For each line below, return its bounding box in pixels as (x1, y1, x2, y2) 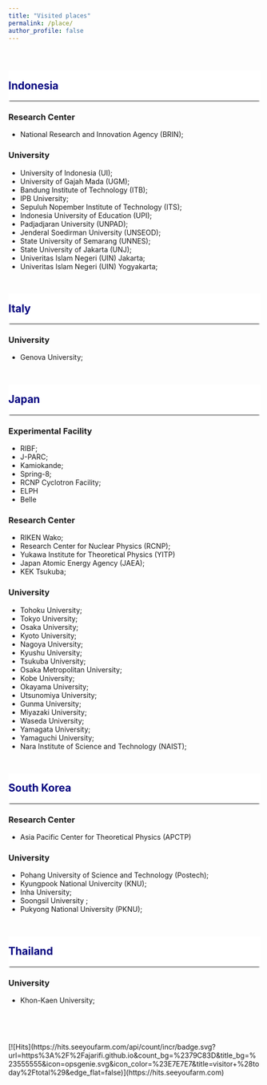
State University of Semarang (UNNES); (19, 236, 151, 245)
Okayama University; (19, 682, 90, 692)
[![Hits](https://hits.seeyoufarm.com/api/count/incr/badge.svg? (8, 1042, 216, 1051)
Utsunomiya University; (19, 690, 98, 700)
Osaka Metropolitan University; (19, 664, 122, 674)
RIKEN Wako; (19, 533, 64, 542)
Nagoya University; (19, 639, 84, 649)
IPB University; (19, 193, 70, 203)
